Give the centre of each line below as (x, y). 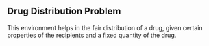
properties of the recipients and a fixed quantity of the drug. (92, 35)
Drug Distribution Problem (64, 11)
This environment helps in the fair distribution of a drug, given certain (105, 27)
